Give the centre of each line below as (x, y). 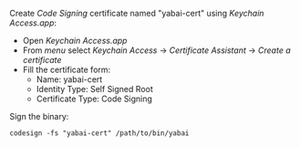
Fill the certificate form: (67, 69)
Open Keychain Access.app (75, 41)
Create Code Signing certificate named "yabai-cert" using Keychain (137, 13)
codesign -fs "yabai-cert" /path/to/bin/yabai (99, 133)
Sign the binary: (39, 116)
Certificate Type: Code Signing (94, 99)
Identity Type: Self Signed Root (94, 89)
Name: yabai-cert (69, 79)
